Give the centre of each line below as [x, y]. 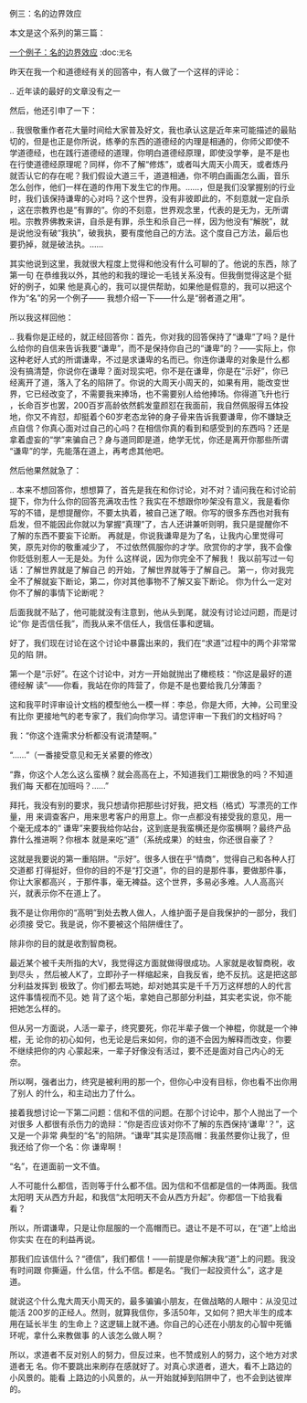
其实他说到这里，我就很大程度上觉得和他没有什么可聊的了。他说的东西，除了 [153, 264]
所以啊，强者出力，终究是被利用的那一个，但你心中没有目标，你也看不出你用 [153, 1082]
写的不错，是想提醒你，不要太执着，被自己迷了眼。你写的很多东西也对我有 [149, 513]
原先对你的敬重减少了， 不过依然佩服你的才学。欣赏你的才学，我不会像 [159, 547]
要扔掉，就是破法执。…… [57, 244]
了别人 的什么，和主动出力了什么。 [74, 1093]
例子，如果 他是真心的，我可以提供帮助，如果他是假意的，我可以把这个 [159, 287]
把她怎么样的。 [37, 1009]
